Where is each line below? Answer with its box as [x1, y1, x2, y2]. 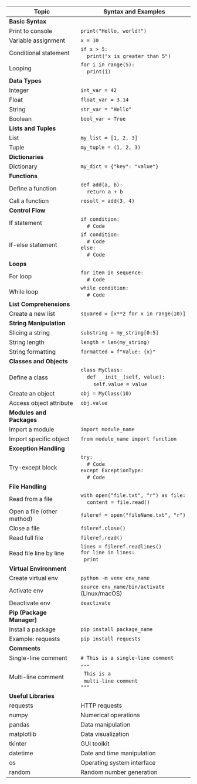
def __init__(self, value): [87, 374, 165, 380]
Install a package [9, 625, 56, 633]
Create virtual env [9, 574, 59, 582]
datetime [9, 749, 33, 757]
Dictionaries [9, 153, 44, 161]
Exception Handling [9, 445, 66, 452]
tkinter [9, 739, 27, 748]
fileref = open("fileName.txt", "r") [80, 512, 186, 518]
